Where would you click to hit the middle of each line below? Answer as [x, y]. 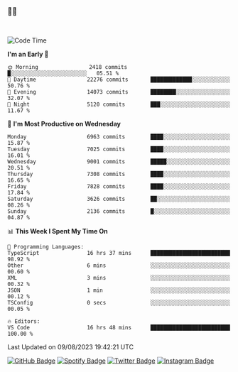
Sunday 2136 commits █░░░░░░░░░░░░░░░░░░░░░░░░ [119, 212]
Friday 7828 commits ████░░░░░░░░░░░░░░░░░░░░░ [119, 187]
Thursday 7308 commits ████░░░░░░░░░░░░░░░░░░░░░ [119, 174]
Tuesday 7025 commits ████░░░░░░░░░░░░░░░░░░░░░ [119, 149]
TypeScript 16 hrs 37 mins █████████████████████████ [119, 253]
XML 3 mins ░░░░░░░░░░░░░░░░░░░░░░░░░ [119, 278]
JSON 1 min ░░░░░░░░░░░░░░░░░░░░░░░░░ [119, 290]
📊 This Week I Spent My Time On [58, 231]
